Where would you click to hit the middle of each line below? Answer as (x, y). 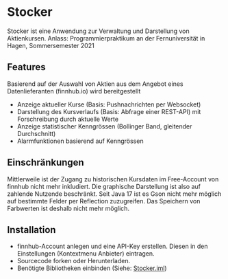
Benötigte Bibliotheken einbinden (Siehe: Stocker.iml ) (92, 268)
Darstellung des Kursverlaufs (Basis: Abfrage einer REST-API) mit (109, 111)
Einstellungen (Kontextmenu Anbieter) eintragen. (86, 254)
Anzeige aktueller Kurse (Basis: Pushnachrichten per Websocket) (109, 104)
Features (26, 67)
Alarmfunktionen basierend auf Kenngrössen (80, 141)
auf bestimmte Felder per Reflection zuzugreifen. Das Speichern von (104, 201)
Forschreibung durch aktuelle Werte (67, 119)
